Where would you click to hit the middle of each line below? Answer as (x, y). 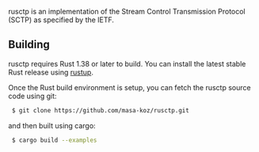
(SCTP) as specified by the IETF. (61, 20)
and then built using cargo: (52, 125)
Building (29, 45)
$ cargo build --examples (54, 140)
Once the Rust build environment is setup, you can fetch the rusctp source (129, 87)
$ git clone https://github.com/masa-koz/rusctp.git (101, 110)
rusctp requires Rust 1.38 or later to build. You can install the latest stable (127, 63)
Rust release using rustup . (51, 72)
